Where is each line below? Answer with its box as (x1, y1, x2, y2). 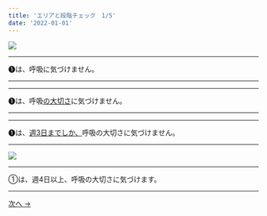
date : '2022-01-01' (8, 19, 73, 27)
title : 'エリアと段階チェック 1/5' (8, 11, 117, 20)
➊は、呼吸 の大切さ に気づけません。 (8, 96, 127, 106)
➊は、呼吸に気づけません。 (8, 64, 99, 74)
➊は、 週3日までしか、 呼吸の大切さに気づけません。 (8, 128, 180, 137)
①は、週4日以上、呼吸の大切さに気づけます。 (8, 174, 161, 183)
